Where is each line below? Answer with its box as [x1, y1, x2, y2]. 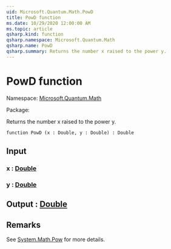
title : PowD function [6, 15, 61, 21]
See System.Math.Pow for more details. [6, 236, 105, 243]
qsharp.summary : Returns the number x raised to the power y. [6, 48, 167, 55]
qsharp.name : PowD [6, 43, 53, 49]
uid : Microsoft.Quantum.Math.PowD [6, 8, 94, 15]
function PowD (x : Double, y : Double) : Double [6, 130, 135, 136]
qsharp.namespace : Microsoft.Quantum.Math [6, 37, 115, 43]
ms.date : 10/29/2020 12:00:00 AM [6, 20, 91, 26]
